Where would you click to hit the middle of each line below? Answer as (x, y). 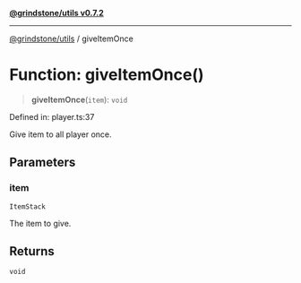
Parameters (43, 163)
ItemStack (28, 206)
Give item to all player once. (60, 134)
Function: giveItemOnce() (107, 75)
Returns (32, 251)
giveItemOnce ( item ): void (79, 99)
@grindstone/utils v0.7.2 (57, 13)
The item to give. (40, 223)
